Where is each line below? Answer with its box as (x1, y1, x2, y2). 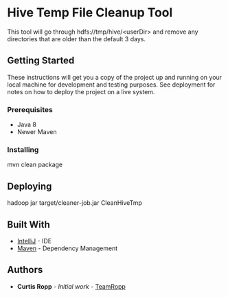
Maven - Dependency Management (16, 244, 118, 252)
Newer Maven (16, 128, 57, 136)
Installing (7, 144, 39, 154)
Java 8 (16, 120, 36, 129)
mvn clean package (7, 160, 63, 169)
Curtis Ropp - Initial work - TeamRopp (16, 282, 126, 290)
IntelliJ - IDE (16, 236, 52, 245)
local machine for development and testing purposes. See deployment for (7, 80, 216, 89)
